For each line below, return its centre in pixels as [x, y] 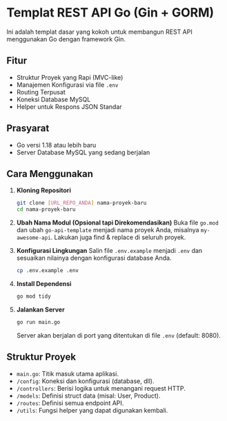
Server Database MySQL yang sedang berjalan [83, 152]
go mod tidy [33, 296]
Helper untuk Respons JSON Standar [69, 106]
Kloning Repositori [44, 190]
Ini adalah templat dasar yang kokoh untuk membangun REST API [99, 32]
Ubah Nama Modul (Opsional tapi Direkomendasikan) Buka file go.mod [117, 223]
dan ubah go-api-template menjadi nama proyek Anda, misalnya [108, 230]
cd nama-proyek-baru [46, 209]
